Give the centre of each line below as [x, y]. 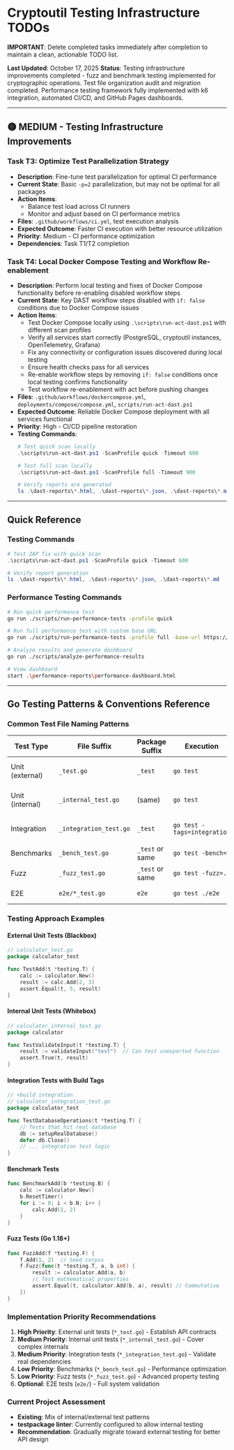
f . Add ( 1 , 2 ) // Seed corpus [62, 1260]
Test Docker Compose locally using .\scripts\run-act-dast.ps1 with [127, 322]
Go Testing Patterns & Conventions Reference [109, 704]
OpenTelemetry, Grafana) [64, 344]
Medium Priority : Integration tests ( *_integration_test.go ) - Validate [117, 1354]
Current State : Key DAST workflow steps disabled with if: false [111, 300]
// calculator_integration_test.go [59, 1101]
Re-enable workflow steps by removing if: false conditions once [123, 374]
